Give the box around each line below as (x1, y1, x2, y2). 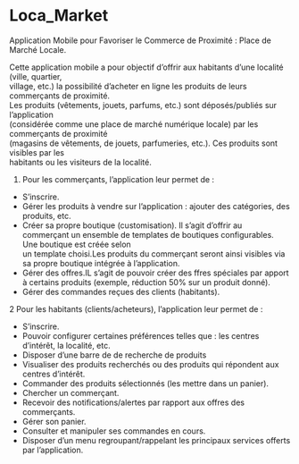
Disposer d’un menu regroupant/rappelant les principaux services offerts (21, 434, 291, 445)
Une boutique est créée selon (21, 239, 131, 249)
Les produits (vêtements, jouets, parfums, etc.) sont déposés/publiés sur (9, 99, 278, 110)
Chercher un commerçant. (21, 387, 120, 398)
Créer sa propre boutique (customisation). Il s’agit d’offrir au (21, 220, 243, 231)
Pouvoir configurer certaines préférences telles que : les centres (21, 330, 260, 341)
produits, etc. (21, 210, 71, 221)
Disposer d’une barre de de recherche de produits (21, 350, 207, 360)
